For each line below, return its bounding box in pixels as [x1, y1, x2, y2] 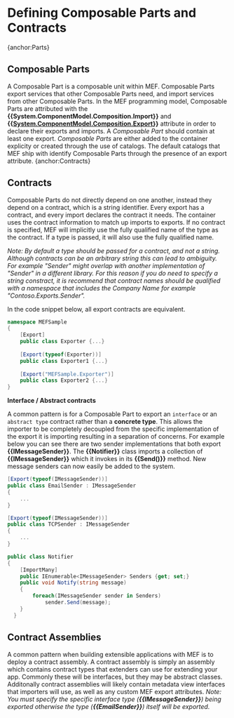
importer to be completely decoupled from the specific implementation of [7, 425, 219, 433]
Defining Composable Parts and [7, 5, 197, 21]
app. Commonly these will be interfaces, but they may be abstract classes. [7, 672, 223, 681]
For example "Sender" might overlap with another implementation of [7, 261, 205, 270]
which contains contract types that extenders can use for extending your [7, 665, 218, 673]
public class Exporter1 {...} [20, 357, 109, 364]
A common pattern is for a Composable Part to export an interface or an [7, 410, 217, 418]
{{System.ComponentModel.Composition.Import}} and [7, 112, 172, 120]
